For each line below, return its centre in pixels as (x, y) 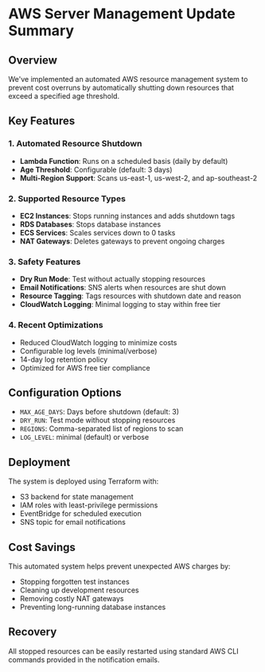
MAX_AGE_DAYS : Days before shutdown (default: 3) (99, 412)
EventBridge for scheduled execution (80, 514)
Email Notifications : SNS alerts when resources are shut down (123, 288)
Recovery (33, 632)
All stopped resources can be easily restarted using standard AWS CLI (123, 651)
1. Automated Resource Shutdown (75, 144)
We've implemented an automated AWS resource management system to (128, 79)
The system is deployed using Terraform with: (84, 481)
